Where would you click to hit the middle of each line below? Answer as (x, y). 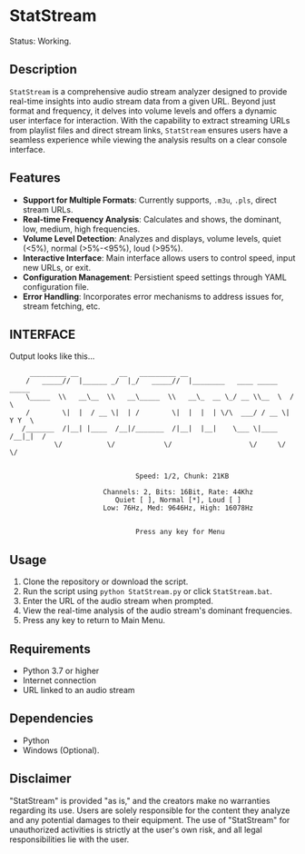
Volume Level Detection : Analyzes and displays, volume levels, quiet (152, 238)
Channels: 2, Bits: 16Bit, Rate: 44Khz (178, 492)
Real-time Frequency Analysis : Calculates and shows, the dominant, (152, 219)
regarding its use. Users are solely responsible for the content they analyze (150, 810)
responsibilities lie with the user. (69, 839)
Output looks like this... (52, 356)
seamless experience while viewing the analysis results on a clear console (148, 139)
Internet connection (59, 680)
